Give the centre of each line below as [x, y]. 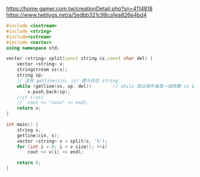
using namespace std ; [33, 48]
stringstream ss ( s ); [42, 70]
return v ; [29, 108]
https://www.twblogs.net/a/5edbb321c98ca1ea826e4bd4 [76, 15]
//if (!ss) [30, 97]
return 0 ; [29, 163]
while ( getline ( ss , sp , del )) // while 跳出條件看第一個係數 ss [103, 86]
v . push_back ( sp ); [49, 91]
